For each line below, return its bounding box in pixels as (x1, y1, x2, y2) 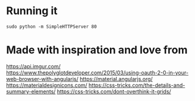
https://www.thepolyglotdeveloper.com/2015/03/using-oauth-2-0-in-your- (6, 69, 189, 76)
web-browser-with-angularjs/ (6, 75, 79, 82)
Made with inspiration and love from (6, 43, 188, 57)
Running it (6, 4, 58, 18)
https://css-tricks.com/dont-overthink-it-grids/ (56, 87, 171, 95)
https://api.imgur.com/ (6, 63, 61, 70)
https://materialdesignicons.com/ (6, 82, 87, 89)
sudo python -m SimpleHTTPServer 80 (6, 24, 97, 30)
